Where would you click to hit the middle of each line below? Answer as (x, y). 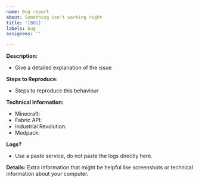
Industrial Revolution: (41, 126)
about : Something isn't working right (54, 17)
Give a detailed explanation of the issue (63, 68)
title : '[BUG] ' (26, 23)
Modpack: (27, 133)
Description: (22, 56)
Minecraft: (27, 114)
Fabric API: (28, 120)
